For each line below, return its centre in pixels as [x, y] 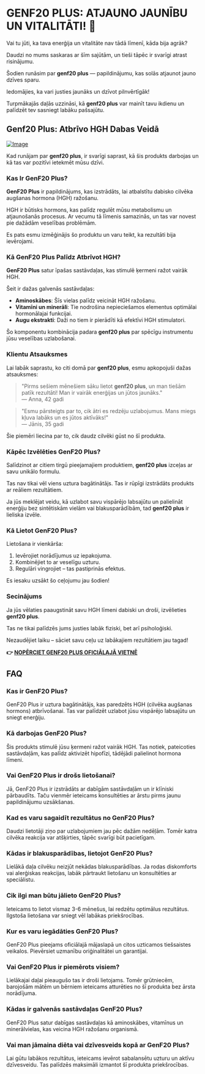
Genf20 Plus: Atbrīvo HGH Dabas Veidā [83, 129]
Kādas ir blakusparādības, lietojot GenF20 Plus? [80, 854]
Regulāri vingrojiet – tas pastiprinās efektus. [70, 569]
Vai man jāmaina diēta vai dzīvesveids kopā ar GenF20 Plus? [98, 1045]
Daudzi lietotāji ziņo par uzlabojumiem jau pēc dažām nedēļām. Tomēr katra [102, 831]
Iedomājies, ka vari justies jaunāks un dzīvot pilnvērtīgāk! [78, 91]
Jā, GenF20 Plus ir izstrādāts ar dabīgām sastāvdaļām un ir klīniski [90, 789]
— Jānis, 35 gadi [43, 424]
